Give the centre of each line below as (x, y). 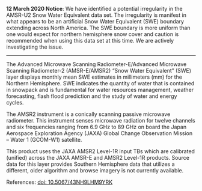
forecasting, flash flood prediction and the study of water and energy (92, 96)
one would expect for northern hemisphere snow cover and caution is (93, 34)
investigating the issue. (35, 47)
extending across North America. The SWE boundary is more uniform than (98, 28)
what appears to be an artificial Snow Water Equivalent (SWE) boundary (95, 21)
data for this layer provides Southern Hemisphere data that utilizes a (91, 164)
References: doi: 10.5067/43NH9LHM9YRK (60, 182)
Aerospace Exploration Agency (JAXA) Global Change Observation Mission (99, 133)
